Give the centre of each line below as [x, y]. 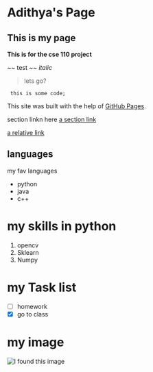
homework [32, 306]
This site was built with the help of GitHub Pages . [76, 106]
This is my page [42, 38]
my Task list [42, 287]
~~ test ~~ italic [30, 67]
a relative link [26, 133]
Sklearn [28, 252]
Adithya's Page [51, 13]
